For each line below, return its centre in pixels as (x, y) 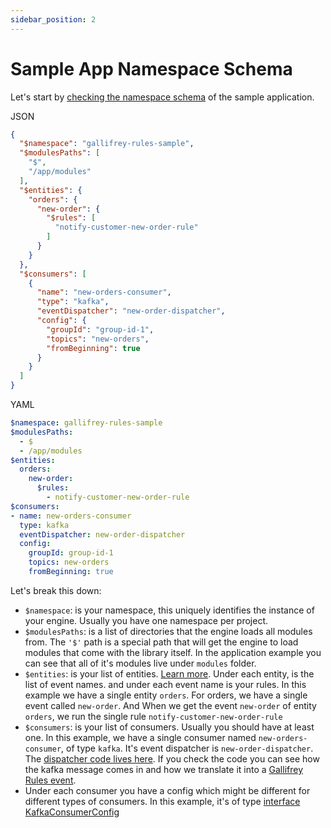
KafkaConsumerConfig (72, 812)
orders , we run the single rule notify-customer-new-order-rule (153, 716)
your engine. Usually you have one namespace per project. (146, 620)
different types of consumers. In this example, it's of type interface (162, 801)
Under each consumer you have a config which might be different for (167, 790)
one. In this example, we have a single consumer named (140, 737)
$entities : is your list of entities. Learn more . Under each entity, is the (169, 673)
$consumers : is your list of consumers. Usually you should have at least (169, 727)
